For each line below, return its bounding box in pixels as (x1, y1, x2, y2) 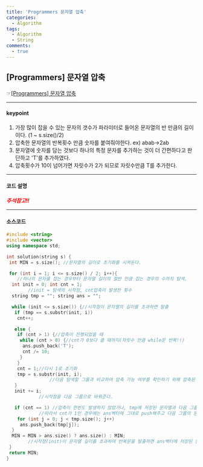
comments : (6, 43, 31, 49)
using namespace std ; (6, 243, 61, 249)
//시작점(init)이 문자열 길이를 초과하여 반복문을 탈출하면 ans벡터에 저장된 (28, 438, 193, 445)
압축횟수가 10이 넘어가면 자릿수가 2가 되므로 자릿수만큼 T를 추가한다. (14, 161, 178, 169)
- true (11, 49, 28, 55)
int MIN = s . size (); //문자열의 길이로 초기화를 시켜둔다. (8, 259, 142, 266)
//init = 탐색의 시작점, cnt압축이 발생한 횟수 (28, 287, 132, 294)
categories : (6, 15, 36, 21)
